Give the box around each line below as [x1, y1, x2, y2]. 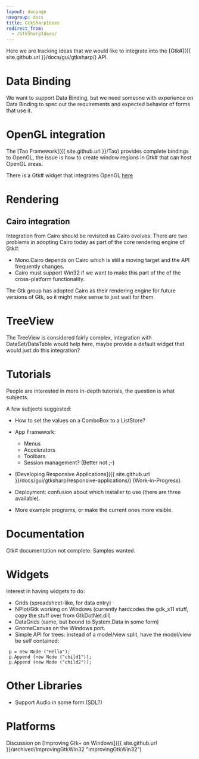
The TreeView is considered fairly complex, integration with [6, 334, 152, 341]
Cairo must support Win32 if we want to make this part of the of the [14, 269, 181, 276]
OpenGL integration [6, 128, 105, 141]
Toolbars [23, 452, 46, 459]
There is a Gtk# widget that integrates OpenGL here [6, 172, 133, 179]
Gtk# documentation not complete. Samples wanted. [6, 547, 136, 554]
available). [14, 495, 41, 502]
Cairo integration [6, 216, 70, 227]
